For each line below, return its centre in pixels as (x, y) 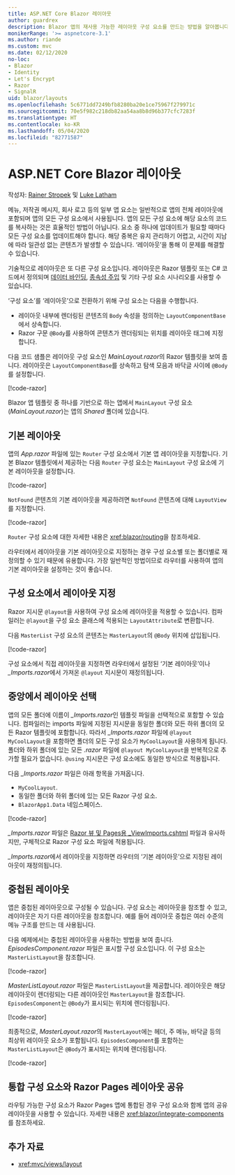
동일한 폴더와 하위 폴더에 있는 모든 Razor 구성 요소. (88, 796)
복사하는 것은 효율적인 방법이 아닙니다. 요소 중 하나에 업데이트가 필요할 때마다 (120, 227)
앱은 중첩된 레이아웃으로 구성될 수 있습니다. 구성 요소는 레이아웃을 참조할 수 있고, (117, 908)
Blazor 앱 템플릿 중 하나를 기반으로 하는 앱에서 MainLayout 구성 (94, 402)
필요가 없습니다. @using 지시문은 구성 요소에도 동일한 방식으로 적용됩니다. (120, 758)
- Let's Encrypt (31, 79)
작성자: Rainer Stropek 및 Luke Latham (62, 195)
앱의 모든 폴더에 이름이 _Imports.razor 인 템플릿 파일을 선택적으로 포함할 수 (109, 715)
